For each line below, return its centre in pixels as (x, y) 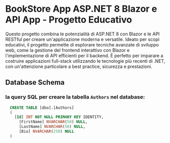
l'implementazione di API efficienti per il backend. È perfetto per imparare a (84, 55)
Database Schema (35, 82)
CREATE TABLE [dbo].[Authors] (42, 108)
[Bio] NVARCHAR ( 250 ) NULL (46, 131)
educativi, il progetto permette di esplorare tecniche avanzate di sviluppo (82, 44)
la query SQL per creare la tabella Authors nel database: (75, 97)
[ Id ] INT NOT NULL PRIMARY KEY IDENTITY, (59, 117)
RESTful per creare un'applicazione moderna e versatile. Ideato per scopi (82, 39)
